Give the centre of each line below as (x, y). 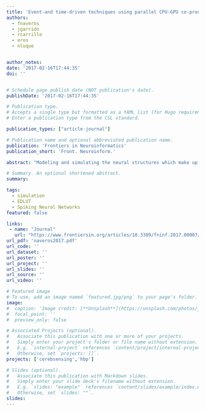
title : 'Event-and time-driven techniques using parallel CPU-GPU (92, 12)
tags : (13, 190)
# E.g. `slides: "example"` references (60, 387)
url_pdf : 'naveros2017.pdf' (42, 241)
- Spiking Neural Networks (46, 207)
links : (15, 224)
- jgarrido (26, 29)
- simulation (28, 196)
